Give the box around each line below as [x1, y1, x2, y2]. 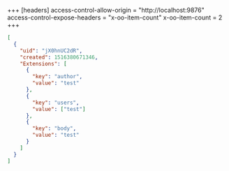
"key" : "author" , [32, 73, 82, 80]
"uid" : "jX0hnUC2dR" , [20, 47, 82, 54]
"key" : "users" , [32, 99, 80, 106]
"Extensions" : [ [20, 60, 68, 67]
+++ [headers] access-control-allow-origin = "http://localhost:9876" [7, 6, 205, 14]
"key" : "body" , [32, 125, 77, 132]
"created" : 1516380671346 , [20, 54, 98, 61]
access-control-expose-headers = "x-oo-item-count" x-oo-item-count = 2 [7, 13, 223, 22]
